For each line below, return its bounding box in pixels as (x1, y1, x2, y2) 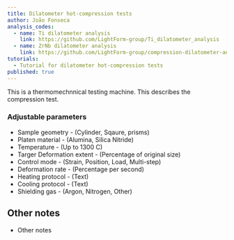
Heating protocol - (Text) (17, 172, 89, 181)
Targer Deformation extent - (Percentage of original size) (17, 150, 181, 159)
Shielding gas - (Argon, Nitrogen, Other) (17, 187, 132, 195)
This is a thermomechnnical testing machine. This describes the (7, 88, 191, 96)
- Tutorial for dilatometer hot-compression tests (13, 62, 164, 69)
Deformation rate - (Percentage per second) (17, 165, 145, 173)
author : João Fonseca (7, 17, 70, 24)
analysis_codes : (7, 23, 54, 30)
